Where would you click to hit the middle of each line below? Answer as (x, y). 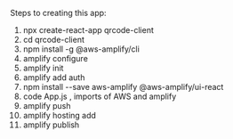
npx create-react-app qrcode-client (88, 30)
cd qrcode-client (54, 40)
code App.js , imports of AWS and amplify (100, 96)
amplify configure (55, 58)
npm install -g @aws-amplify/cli (81, 49)
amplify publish (51, 125)
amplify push (47, 106)
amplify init (43, 68)
